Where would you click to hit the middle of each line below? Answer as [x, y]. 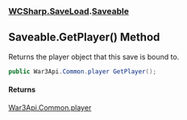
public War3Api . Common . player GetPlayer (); [83, 71]
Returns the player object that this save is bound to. [94, 56]
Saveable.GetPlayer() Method [84, 37]
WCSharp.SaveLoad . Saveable [69, 11]
